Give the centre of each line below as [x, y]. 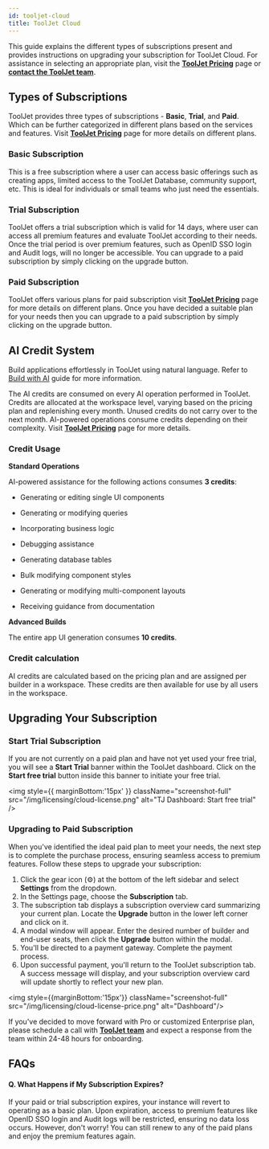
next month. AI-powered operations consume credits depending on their [128, 419]
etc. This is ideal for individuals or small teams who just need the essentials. [134, 189]
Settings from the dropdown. [68, 888]
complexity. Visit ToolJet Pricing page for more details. [100, 428]
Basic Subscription [46, 154]
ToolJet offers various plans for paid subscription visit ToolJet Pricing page [133, 300]
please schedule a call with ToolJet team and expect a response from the [130, 1030]
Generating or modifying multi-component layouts [103, 591]
